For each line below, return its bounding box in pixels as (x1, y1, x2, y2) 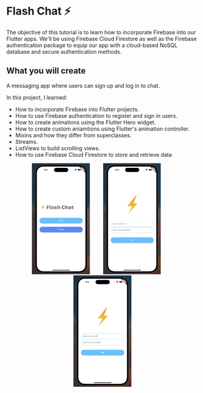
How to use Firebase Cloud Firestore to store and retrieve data (15, 151, 173, 158)
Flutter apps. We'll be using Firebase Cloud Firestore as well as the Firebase (6, 35, 197, 42)
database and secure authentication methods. (6, 48, 122, 55)
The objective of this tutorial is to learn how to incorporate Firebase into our (6, 28, 196, 36)
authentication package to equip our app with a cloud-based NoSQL (6, 41, 178, 49)
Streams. (15, 138, 38, 145)
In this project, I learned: (6, 93, 68, 101)
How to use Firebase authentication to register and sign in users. (15, 112, 178, 119)
